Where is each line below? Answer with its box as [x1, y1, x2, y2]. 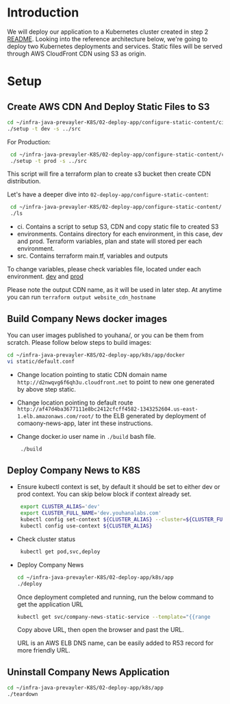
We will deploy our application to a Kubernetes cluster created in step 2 [7, 27, 209, 36]
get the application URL [16, 600, 84, 609]
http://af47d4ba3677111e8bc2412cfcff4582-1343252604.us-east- [16, 405, 199, 413]
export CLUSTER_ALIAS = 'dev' [20, 503, 101, 510]
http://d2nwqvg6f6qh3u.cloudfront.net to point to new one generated [16, 378, 214, 386]
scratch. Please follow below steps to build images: [7, 339, 152, 346]
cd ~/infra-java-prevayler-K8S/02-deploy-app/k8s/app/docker [7, 352, 186, 359]
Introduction [7, 5, 79, 21]
